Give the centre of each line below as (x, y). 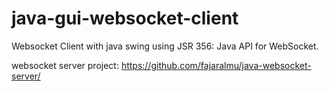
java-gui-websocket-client (125, 18)
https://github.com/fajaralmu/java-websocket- (216, 65)
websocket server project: (65, 65)
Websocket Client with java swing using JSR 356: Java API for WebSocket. (165, 46)
